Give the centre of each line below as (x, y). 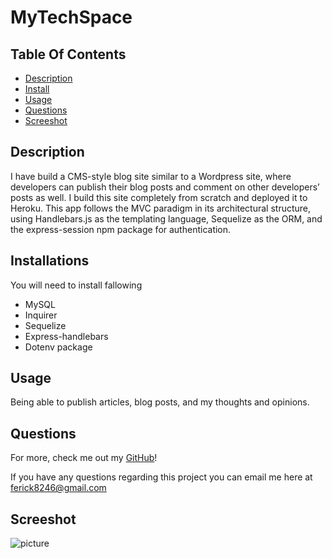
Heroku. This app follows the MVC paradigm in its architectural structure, (161, 208)
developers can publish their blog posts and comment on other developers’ (165, 187)
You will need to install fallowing (76, 285)
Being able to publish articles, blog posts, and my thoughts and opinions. (160, 402)
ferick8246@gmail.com (58, 488)
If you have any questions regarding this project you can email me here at (161, 477)
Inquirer (41, 315)
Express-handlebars (66, 336)
